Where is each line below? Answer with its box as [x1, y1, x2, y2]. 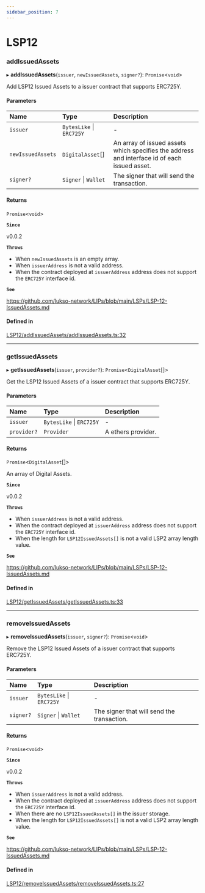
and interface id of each [113, 154, 182, 163]
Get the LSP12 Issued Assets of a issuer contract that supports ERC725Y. [6, 378, 190, 385]
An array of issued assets [113, 139, 186, 147]
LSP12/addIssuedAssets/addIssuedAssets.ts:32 [6, 331, 126, 338]
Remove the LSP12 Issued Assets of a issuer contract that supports [6, 645, 175, 652]
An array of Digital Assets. [6, 470, 72, 478]
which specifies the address [113, 146, 194, 155]
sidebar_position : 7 [6, 9, 59, 15]
